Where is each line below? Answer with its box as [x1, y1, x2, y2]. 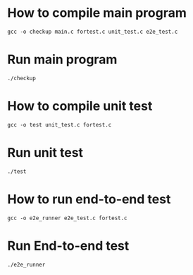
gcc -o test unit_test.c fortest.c [7, 121, 112, 128]
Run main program [7, 51, 118, 68]
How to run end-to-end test [7, 191, 171, 207]
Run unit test [7, 145, 83, 160]
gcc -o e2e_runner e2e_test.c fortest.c [7, 215, 128, 222]
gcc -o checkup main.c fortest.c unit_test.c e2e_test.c [7, 28, 178, 35]
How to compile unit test [7, 98, 153, 114]
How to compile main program [7, 5, 187, 21]
